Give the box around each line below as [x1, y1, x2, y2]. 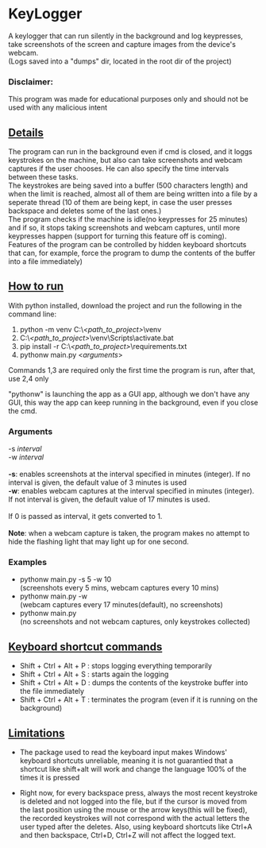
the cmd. [8, 406, 37, 416]
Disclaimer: [8, 76, 54, 87]
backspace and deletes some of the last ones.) [8, 206, 162, 215]
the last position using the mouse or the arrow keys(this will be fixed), [19, 805, 248, 815]
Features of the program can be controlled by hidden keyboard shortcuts [8, 240, 247, 250]
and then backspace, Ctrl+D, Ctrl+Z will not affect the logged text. [19, 831, 237, 840]
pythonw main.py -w [19, 591, 87, 601]
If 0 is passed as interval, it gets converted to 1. [8, 512, 163, 521]
